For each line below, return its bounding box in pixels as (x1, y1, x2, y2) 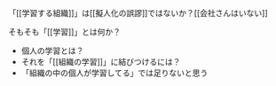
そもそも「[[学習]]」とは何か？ (8, 27, 122, 37)
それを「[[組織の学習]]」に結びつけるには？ (20, 57, 181, 66)
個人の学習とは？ (20, 45, 84, 56)
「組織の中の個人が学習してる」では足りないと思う (20, 67, 209, 78)
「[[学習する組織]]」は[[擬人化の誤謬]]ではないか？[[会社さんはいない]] (8, 8, 268, 18)
